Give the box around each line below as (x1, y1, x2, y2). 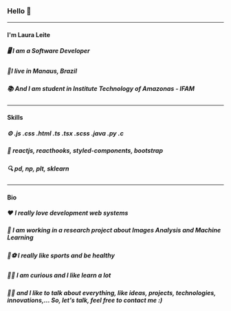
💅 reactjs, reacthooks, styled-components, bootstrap (7, 147, 164, 155)
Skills (7, 114, 23, 122)
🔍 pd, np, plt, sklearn (7, 164, 70, 173)
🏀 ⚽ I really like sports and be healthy (7, 251, 115, 259)
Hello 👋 (7, 6, 32, 16)
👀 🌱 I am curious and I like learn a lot (7, 271, 111, 279)
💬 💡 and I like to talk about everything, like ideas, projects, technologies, (7, 288, 217, 297)
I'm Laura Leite (7, 30, 50, 39)
